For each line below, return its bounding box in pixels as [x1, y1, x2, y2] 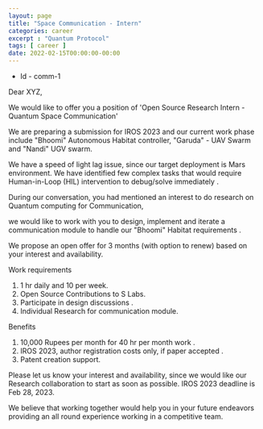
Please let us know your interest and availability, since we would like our [8, 370, 247, 380]
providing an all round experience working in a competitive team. [8, 412, 224, 421]
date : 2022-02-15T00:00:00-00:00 [8, 49, 121, 57]
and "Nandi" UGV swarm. [8, 144, 92, 153]
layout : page [8, 11, 52, 20]
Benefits [8, 322, 36, 331]
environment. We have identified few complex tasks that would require [8, 169, 242, 177]
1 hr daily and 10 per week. [19, 281, 109, 290]
